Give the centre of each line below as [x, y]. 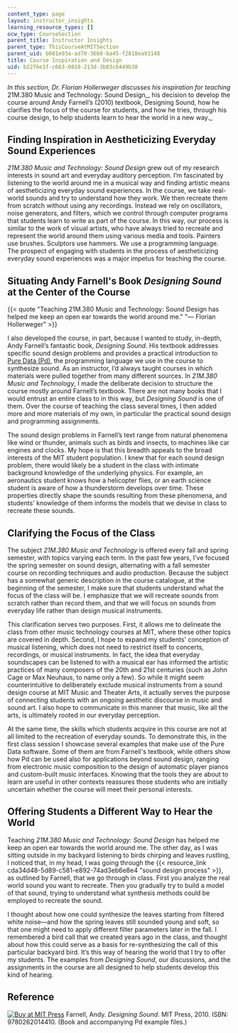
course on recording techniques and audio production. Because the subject [118, 573]
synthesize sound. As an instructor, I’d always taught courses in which [110, 369]
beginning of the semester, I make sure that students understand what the [115, 588]
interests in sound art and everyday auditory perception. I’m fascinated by [115, 176]
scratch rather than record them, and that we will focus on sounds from [112, 603]
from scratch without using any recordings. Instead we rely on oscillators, [115, 206]
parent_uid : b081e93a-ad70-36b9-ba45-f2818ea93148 [84, 54]
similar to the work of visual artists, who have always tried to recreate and [115, 228]
